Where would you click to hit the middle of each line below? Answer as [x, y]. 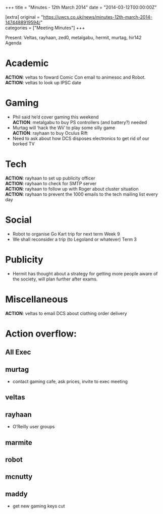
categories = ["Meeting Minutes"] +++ [45, 28]
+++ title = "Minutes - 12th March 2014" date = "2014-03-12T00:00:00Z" [81, 7]
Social [18, 220]
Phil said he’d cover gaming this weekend [56, 117]
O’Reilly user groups [34, 427]
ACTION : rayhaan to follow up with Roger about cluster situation [72, 189]
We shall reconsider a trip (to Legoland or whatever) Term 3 [75, 239]
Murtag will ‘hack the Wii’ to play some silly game [64, 128]
